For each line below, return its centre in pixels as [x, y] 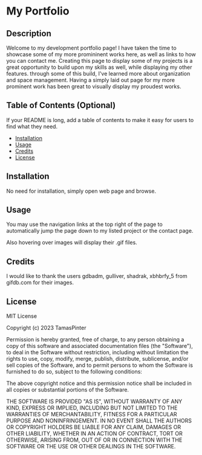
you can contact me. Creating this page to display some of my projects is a [99, 61]
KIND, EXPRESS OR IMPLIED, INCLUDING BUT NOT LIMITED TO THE [92, 408]
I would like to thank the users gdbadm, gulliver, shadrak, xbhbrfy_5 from [97, 276]
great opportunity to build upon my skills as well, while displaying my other [99, 67]
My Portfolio [38, 11]
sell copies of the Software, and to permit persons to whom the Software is [100, 365]
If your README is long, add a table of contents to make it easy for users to [100, 120]
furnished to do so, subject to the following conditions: [74, 372]
